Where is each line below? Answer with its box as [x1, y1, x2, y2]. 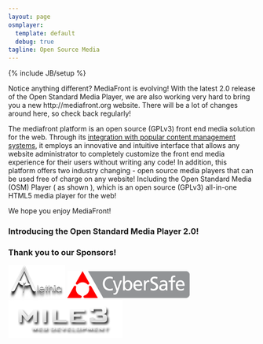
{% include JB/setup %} [8, 68, 86, 78]
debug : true [15, 38, 55, 46]
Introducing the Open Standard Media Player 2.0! [8, 226, 199, 237]
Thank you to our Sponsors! [8, 246, 117, 257]
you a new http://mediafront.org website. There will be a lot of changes [8, 101, 238, 110]
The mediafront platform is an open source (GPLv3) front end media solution [8, 124, 255, 134]
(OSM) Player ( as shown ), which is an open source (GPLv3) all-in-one [8, 183, 237, 192]
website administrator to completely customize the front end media [8, 150, 225, 159]
